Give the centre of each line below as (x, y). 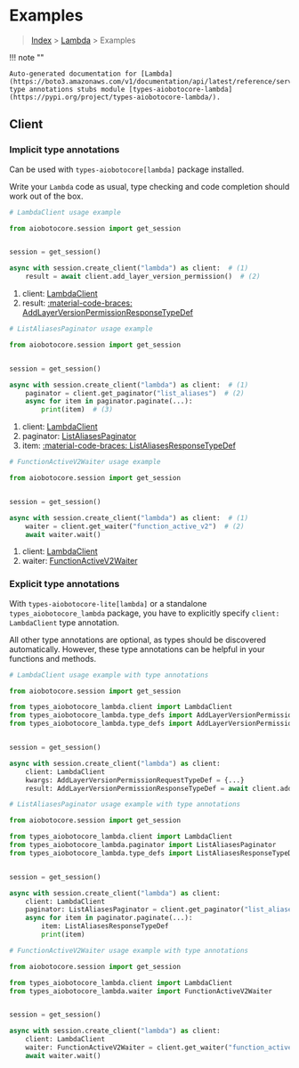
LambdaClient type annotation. (65, 622)
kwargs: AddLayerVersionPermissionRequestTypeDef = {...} (135, 780)
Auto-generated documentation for (73, 73)
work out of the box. (46, 196)
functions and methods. (53, 658)
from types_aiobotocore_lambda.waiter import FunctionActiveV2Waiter (141, 991)
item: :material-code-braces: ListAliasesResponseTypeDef (129, 445)
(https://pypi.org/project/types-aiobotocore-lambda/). (115, 97)
